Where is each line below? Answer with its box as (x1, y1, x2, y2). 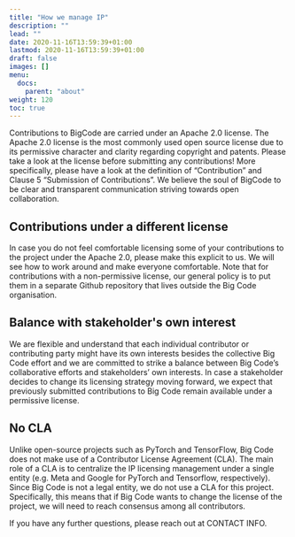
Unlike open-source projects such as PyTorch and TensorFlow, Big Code (9, 444, 275, 455)
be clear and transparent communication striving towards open (9, 184, 239, 195)
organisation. (9, 289, 58, 301)
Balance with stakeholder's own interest (9, 315, 237, 330)
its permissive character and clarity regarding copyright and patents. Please (9, 147, 286, 157)
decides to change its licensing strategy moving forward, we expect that (9, 376, 273, 387)
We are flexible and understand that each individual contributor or (9, 338, 250, 349)
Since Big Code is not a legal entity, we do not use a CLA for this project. (9, 481, 275, 492)
